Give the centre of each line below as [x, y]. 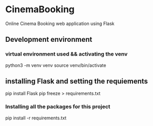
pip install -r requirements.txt [36, 118]
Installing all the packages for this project [58, 107]
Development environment [49, 40]
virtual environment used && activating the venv [67, 54]
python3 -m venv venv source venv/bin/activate [56, 65]
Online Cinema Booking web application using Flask [60, 23]
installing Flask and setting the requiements [77, 81]
